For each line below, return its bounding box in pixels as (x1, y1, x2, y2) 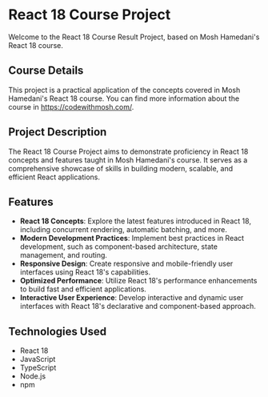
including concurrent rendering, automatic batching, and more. (19, 225, 228, 235)
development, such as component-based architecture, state (19, 242, 218, 251)
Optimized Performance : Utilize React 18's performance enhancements (19, 276, 258, 286)
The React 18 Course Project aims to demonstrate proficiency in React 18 (8, 146, 249, 156)
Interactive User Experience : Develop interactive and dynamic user (19, 293, 244, 303)
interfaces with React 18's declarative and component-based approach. (19, 302, 256, 311)
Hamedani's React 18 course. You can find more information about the (8, 94, 240, 103)
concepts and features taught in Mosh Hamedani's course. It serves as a (8, 154, 248, 165)
